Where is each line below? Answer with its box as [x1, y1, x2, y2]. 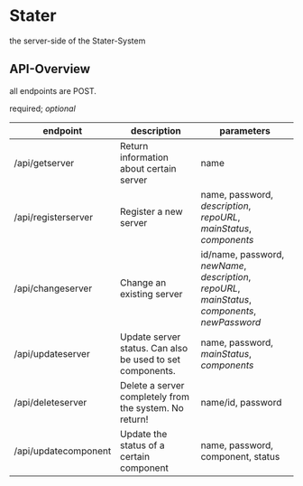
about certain [120, 162, 177, 174]
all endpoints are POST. [9, 85, 97, 96]
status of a [120, 439, 165, 452]
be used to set [120, 353, 180, 366]
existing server [120, 287, 183, 300]
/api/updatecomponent [14, 444, 112, 457]
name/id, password [200, 396, 282, 408]
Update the [120, 427, 168, 440]
